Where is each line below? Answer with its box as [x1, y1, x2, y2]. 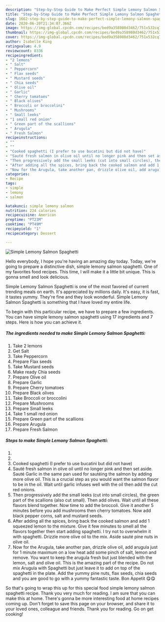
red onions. [12, 486, 36, 492]
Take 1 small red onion [12, 411, 58, 416]
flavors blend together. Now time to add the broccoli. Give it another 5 [12, 502, 154, 508]
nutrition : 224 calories [5, 208, 56, 213]
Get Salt [12, 348, 29, 354]
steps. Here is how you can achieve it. [5, 319, 82, 325]
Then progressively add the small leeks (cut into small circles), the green [12, 492, 160, 498]
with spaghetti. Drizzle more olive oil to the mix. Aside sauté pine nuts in [12, 533, 158, 539]
